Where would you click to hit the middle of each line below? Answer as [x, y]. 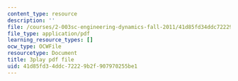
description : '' [31, 20]
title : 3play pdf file [41, 60]
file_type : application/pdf [49, 33]
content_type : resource [42, 14]
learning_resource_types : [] [50, 40]
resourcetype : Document [42, 54]
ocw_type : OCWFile [34, 46]
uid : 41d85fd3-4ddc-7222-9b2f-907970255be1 [73, 66]
